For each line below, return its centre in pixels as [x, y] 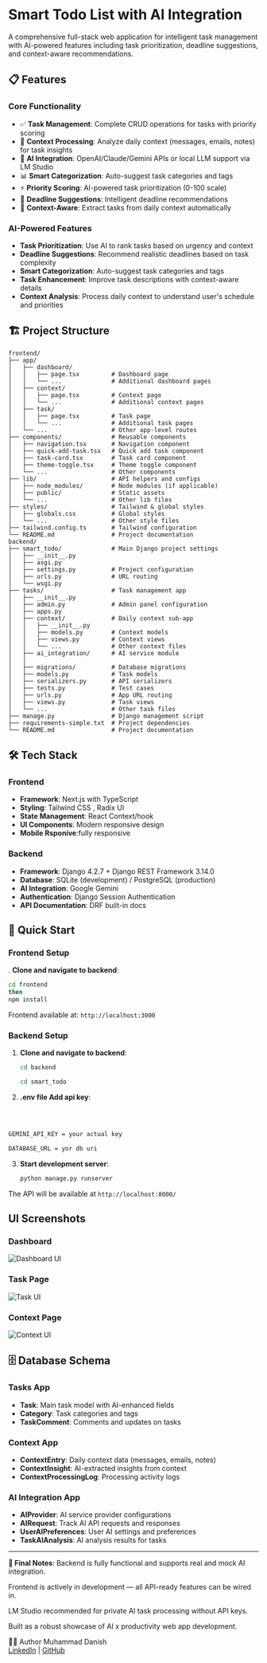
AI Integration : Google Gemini [69, 888]
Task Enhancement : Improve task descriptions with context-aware [129, 279]
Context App [33, 1442]
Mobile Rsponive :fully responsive [75, 833]
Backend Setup [39, 1036]
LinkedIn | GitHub [37, 1650]
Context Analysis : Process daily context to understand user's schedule [137, 296]
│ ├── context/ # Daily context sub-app [101, 618]
